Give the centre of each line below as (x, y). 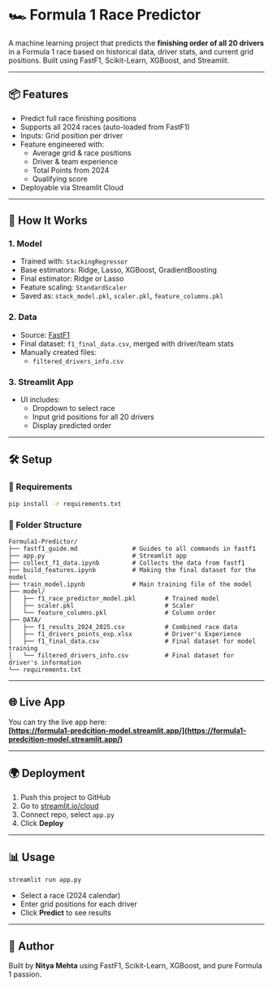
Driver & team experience (75, 161)
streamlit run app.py (45, 880)
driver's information (45, 662)
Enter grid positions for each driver (79, 904)
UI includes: (40, 400)
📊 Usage (32, 857)
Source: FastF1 (45, 334)
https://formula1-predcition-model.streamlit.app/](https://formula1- (129, 730)
